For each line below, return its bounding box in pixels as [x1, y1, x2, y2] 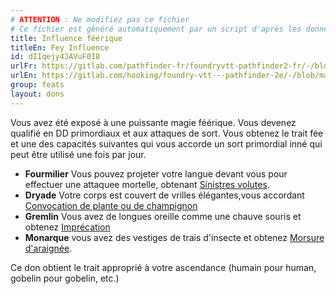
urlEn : [10, 71, 38, 81]
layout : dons [10, 89, 65, 99]
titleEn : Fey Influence [10, 42, 110, 53]
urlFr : [10, 61, 38, 71]
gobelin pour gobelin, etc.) [10, 272, 120, 284]
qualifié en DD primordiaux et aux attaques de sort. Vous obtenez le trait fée [10, 127, 324, 139]
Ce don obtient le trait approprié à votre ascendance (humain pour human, [10, 261, 317, 273]
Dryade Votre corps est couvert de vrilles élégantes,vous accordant [24, 189, 305, 201]
